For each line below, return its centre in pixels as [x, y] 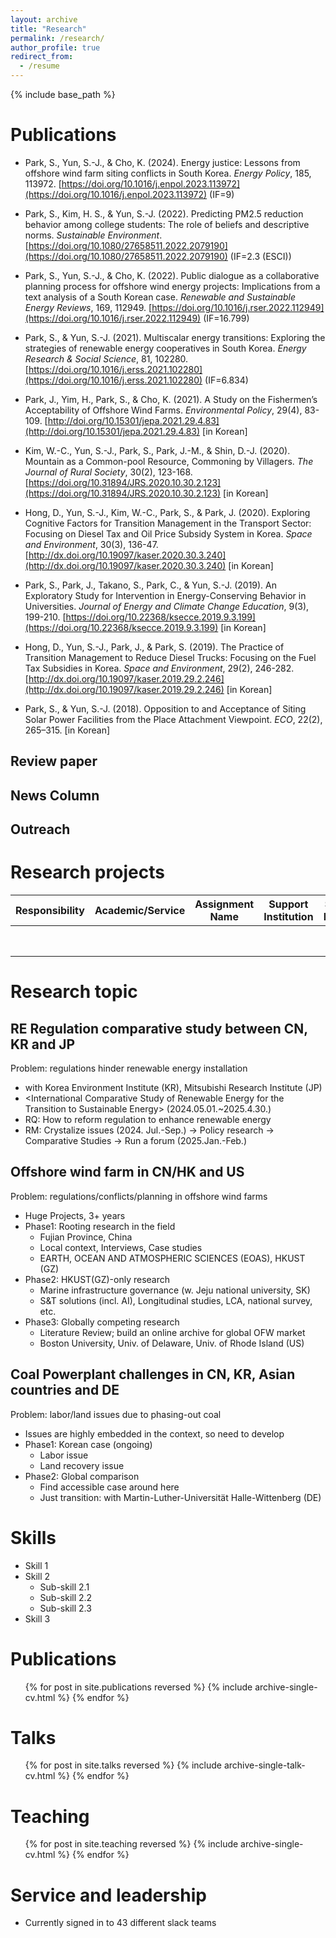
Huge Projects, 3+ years [75, 1215]
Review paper [54, 761]
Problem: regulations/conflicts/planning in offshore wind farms [139, 1196]
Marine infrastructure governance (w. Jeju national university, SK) [175, 1290]
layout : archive [44, 19]
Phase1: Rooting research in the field [100, 1226]
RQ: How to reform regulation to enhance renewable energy [148, 1120]
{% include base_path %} [63, 94]
